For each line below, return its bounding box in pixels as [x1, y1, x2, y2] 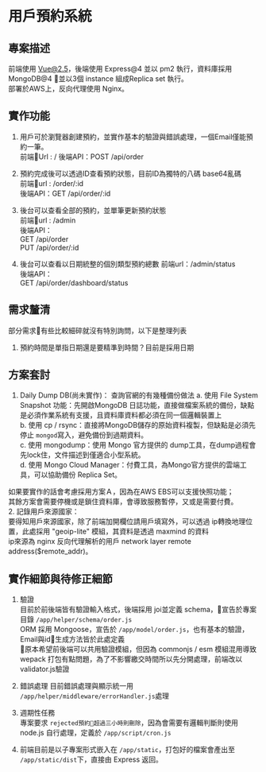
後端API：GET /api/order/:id [19, 188, 111, 198]
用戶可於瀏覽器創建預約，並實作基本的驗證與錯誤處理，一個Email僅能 [19, 132, 247, 142]
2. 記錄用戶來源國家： [8, 506, 79, 517]
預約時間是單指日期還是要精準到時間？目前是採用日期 [19, 343, 195, 352]
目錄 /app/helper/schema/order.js [19, 615, 133, 624]
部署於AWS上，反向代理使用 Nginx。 [8, 84, 129, 93]
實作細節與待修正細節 [8, 572, 113, 585]
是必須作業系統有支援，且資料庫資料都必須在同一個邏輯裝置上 [19, 410, 222, 420]
